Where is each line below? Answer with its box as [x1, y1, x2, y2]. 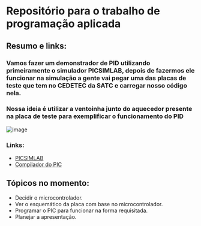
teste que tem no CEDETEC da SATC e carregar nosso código [6, 81, 187, 89]
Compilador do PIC [14, 161, 62, 168]
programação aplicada [6, 17, 121, 31]
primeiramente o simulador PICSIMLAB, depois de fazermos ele [6, 66, 195, 74]
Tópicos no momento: [6, 178, 90, 188]
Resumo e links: [6, 41, 67, 51]
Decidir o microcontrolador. [14, 194, 83, 201]
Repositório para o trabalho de [6, 4, 160, 18]
